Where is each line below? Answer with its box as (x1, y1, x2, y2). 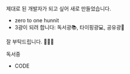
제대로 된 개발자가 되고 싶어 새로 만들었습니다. (6, 5, 112, 12)
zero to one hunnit (14, 17, 59, 23)
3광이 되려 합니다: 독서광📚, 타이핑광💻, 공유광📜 (14, 24, 125, 31)
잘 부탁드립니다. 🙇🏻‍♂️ (6, 38, 54, 45)
